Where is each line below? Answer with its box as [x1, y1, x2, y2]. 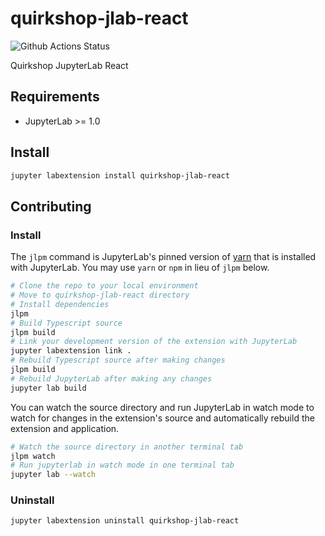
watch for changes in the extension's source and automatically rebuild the [10, 412, 315, 424]
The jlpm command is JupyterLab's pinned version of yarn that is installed [10, 251, 317, 263]
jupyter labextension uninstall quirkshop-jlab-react [10, 516, 240, 526]
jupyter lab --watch [10, 470, 97, 480]
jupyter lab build [10, 383, 87, 393]
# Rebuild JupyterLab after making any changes [10, 373, 213, 384]
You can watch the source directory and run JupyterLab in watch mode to [10, 401, 315, 413]
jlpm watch [10, 451, 56, 461]
